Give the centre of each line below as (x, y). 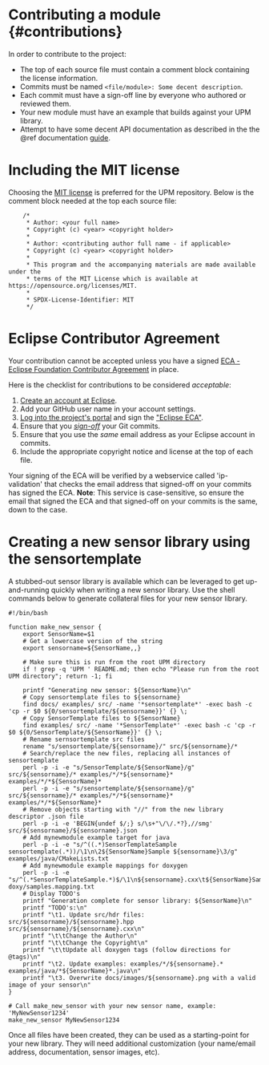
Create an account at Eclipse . (68, 400)
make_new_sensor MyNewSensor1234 (64, 1020)
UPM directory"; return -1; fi (60, 676)
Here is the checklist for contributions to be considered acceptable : (120, 385)
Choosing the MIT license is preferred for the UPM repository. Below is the (131, 192)
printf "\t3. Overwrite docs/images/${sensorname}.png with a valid (139, 978)
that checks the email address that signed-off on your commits (148, 484)
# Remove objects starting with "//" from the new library (123, 809)
